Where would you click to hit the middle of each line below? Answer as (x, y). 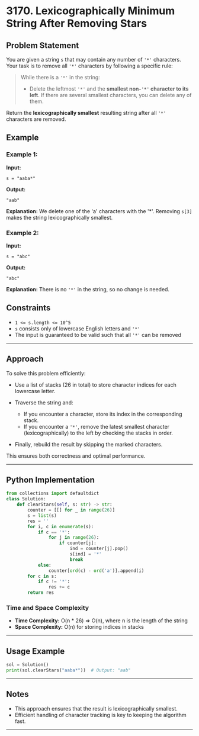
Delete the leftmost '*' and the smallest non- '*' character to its (109, 89)
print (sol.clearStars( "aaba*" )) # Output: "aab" (69, 670)
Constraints (28, 308)
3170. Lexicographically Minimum (91, 11)
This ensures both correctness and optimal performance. (76, 456)
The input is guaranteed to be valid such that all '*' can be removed (98, 335)
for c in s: (42, 576)
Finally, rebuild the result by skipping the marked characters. (89, 444)
